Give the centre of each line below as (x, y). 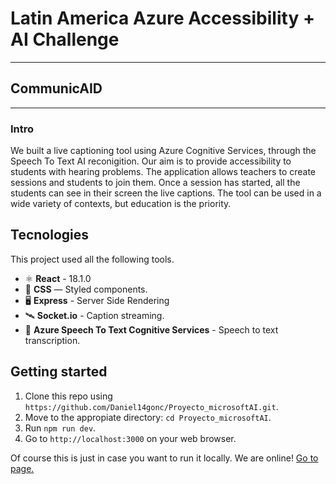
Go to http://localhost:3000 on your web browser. (130, 438)
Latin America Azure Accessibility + (162, 18)
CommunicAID (56, 88)
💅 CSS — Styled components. (86, 289)
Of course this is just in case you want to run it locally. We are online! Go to (164, 458)
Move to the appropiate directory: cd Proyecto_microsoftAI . (148, 417)
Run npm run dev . (60, 428)
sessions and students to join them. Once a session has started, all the (155, 183)
